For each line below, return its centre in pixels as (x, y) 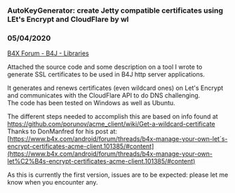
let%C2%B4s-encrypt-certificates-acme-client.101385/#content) (101, 161)
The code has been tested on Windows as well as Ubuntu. (91, 103)
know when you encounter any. (53, 182)
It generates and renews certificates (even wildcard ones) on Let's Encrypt (115, 88)
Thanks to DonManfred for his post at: (62, 131)
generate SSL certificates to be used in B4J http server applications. (106, 74)
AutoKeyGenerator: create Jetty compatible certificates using (115, 11)
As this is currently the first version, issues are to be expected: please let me (118, 175)
